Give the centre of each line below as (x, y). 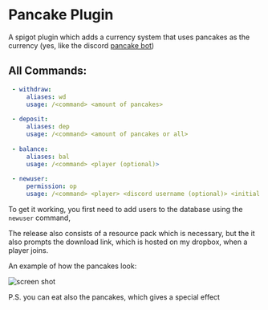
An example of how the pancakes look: (73, 266)
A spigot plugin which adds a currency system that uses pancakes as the (129, 37)
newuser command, (39, 218)
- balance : (30, 149)
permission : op (52, 186)
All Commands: (48, 71)
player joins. (28, 250)
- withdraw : (32, 89)
